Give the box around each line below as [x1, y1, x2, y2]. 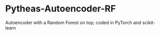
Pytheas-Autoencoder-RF [5, 3, 116, 14]
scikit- [142, 19, 155, 25]
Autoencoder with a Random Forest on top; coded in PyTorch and [5, 19, 141, 25]
